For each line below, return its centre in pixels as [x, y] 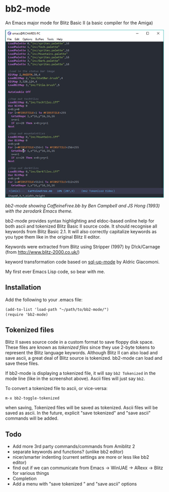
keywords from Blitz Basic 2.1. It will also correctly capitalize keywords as [81, 231]
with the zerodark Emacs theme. [39, 211]
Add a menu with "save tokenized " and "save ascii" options [75, 484]
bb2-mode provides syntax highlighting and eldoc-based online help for [80, 221]
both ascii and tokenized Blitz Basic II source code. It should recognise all [81, 226]
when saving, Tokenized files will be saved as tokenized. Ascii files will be [81, 408]
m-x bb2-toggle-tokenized [32, 398]
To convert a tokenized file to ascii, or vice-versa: [57, 389]
